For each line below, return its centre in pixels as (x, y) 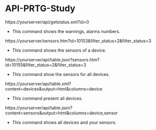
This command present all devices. (47, 98)
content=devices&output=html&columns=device (54, 89)
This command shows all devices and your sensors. (64, 122)
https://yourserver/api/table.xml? (38, 84)
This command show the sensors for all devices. (61, 74)
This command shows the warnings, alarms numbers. (66, 31)
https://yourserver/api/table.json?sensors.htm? (52, 59)
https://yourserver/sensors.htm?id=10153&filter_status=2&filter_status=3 (78, 41)
